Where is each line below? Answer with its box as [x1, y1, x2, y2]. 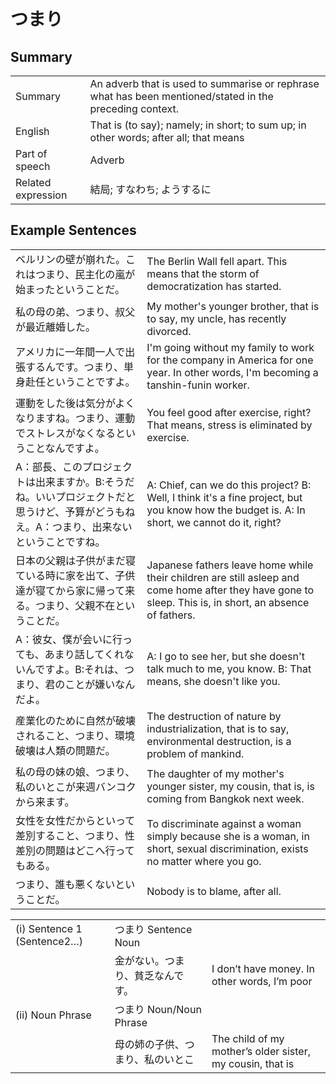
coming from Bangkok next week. [146, 791, 305, 805]
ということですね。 [15, 535, 106, 549]
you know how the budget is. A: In [146, 503, 306, 517]
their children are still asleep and [146, 570, 300, 584]
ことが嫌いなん [64, 677, 136, 691]
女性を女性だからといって [15, 813, 136, 827]
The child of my [211, 1031, 285, 1045]
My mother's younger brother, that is [146, 299, 320, 313]
